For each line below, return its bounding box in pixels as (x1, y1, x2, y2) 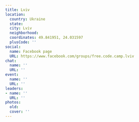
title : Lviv (5, 7, 30, 12)
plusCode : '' (9, 40, 37, 45)
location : (5, 12, 26, 17)
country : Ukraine (9, 16, 46, 21)
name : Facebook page (9, 49, 52, 54)
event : (5, 72, 19, 77)
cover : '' (9, 109, 30, 115)
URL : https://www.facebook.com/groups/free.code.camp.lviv (9, 53, 135, 59)
